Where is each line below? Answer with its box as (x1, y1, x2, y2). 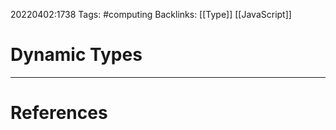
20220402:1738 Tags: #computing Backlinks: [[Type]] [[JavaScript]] (10, 9, 292, 20)
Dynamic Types (10, 44, 143, 66)
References (10, 102, 108, 124)
